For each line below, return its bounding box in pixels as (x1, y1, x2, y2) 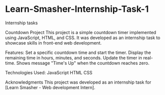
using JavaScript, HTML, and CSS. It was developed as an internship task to (5, 35, 161, 41)
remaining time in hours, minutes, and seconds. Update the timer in (5, 54, 142, 60)
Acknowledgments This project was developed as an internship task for (5, 79, 152, 85)
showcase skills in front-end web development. (5, 40, 102, 46)
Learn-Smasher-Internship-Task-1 (5, 3, 149, 15)
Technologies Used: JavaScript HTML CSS (5, 69, 93, 75)
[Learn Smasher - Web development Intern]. (5, 84, 96, 90)
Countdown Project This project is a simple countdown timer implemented (5, 29, 157, 35)
